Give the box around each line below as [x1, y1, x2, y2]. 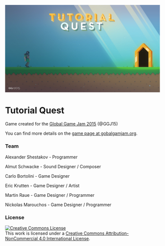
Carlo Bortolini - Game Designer [5, 173, 70, 179]
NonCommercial [5, 236, 38, 242]
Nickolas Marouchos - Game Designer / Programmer [5, 202, 111, 208]
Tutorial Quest [5, 105, 65, 116]
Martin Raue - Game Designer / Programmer [5, 192, 95, 198]
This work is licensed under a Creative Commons [5, 230, 105, 236]
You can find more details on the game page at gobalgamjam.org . [5, 130, 138, 136]
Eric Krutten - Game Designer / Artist [5, 183, 80, 188]
